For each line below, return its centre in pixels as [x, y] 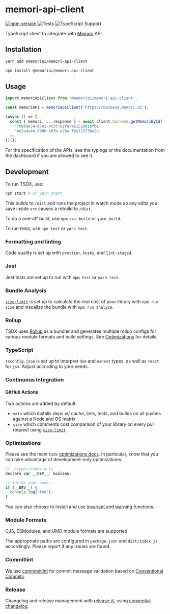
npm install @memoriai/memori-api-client [50, 71]
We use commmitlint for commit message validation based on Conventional [84, 571]
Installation [23, 50]
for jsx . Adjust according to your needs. [47, 367]
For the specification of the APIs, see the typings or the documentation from [85, 150]
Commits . [15, 576]
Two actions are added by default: [41, 403]
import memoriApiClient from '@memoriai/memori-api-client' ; [72, 98]
